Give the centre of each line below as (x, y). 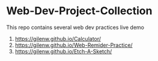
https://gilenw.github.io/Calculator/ (58, 38)
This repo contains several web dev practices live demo (75, 27)
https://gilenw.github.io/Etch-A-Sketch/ (63, 51)
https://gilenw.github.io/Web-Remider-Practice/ (74, 45)
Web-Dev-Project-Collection (79, 11)
